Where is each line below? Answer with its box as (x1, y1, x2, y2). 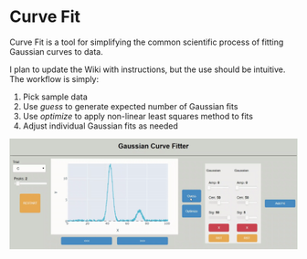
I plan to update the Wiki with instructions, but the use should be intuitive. (9, 64, 286, 75)
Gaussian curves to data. (9, 46, 103, 57)
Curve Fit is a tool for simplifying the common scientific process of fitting (9, 36, 284, 47)
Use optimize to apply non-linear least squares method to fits (22, 110, 254, 121)
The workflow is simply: (9, 73, 99, 84)
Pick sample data (22, 91, 89, 102)
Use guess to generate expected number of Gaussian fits (22, 100, 238, 111)
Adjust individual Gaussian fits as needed (22, 120, 178, 131)
